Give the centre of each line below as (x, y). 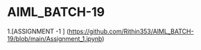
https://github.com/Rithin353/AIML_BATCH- (131, 31)
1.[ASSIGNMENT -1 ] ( (38, 31)
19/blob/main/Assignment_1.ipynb (55, 38)
